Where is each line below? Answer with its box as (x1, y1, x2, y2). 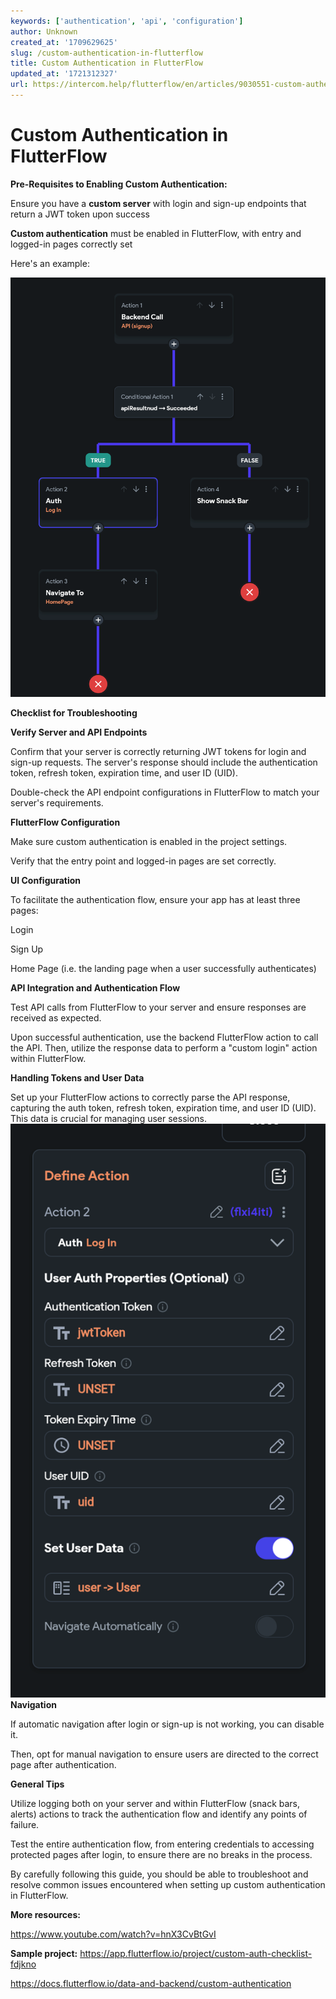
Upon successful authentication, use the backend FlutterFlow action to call (10, 1031, 319, 1043)
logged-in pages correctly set (10, 238, 133, 250)
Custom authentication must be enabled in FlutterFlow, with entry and (10, 227, 302, 239)
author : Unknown (10, 26, 78, 37)
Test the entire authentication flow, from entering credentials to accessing (10, 1838, 315, 1850)
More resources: (10, 1909, 81, 1921)
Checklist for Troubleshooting (10, 706, 138, 719)
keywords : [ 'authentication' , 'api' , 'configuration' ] (10, 16, 244, 26)
